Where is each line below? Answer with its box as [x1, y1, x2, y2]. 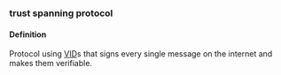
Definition [9, 29, 47, 40]
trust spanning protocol [9, 7, 113, 19]
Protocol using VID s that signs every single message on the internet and [9, 49, 273, 59]
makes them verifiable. [9, 58, 93, 69]
